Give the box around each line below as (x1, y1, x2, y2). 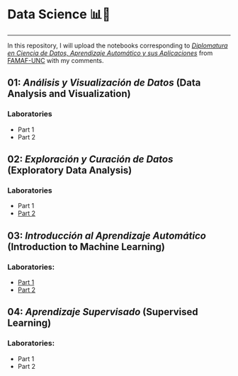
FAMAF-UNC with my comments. (7, 56, 104, 64)
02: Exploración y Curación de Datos (7, 154, 174, 166)
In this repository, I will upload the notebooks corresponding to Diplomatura (7, 41, 228, 50)
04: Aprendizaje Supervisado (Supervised (7, 306, 198, 318)
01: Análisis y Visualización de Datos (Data (7, 76, 201, 89)
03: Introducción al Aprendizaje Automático (7, 229, 207, 241)
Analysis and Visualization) (7, 88, 131, 100)
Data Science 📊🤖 (7, 6, 111, 23)
